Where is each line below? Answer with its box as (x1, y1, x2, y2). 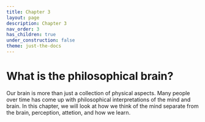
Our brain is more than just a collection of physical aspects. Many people (6, 89, 190, 96)
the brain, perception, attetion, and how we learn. (6, 109, 131, 116)
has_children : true (6, 32, 56, 38)
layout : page (6, 15, 40, 21)
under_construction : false (6, 37, 75, 43)
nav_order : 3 (6, 26, 40, 32)
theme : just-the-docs (6, 43, 62, 49)
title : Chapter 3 (6, 9, 51, 15)
